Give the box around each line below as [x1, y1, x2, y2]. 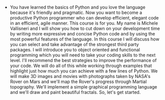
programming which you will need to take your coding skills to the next [9, 52, 156, 58]
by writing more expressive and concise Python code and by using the [9, 31, 155, 36]
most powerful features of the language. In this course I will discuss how [9, 36, 159, 42]
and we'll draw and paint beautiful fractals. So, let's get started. [9, 89, 141, 95]
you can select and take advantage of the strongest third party [9, 41, 139, 47]
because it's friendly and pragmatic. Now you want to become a [9, 9, 142, 15]
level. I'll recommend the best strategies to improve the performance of [9, 57, 157, 63]
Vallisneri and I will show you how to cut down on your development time [9, 25, 160, 31]
